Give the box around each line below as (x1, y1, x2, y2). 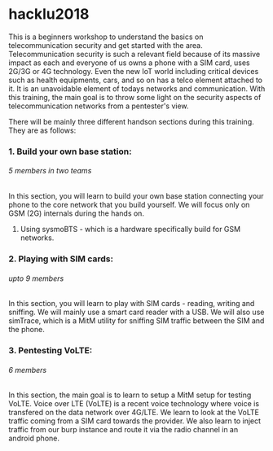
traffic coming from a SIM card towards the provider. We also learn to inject (8, 416, 262, 426)
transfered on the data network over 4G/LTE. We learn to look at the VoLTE (8, 408, 259, 418)
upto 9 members (8, 274, 64, 283)
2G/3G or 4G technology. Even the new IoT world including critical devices (8, 66, 259, 76)
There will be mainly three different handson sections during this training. (8, 116, 254, 126)
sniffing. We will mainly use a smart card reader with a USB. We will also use (8, 307, 265, 317)
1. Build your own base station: (8, 146, 132, 157)
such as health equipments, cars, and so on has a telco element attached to (8, 75, 263, 85)
